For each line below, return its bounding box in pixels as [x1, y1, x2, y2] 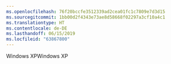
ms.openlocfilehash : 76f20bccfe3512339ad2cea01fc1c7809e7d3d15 [6, 8, 166, 15]
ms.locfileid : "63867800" [6, 36, 70, 42]
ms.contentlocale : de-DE [6, 25, 67, 31]
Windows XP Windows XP [6, 53, 68, 59]
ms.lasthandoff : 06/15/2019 [6, 31, 76, 37]
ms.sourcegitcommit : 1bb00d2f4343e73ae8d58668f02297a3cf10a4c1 [6, 14, 166, 20]
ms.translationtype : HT [6, 20, 65, 25]
